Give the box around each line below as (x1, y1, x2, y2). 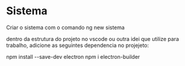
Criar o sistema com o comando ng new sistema (6, 24, 125, 31)
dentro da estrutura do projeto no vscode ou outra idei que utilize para (6, 35, 179, 42)
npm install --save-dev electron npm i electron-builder (6, 53, 140, 60)
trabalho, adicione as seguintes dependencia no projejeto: (6, 42, 149, 49)
